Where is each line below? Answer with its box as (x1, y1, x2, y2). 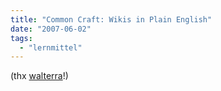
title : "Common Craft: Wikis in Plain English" (10, 14, 213, 25)
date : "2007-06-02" (10, 24, 92, 34)
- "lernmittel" (19, 42, 83, 53)
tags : (10, 33, 33, 43)
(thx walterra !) (10, 70, 69, 82)
